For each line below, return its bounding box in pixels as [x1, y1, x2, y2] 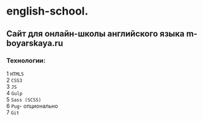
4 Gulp [6, 89, 23, 97]
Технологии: [6, 56, 46, 64]
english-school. [6, 4, 89, 18]
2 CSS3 [6, 76, 23, 83]
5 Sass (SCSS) [6, 95, 42, 103]
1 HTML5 [6, 70, 24, 77]
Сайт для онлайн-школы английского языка [6, 29, 185, 39]
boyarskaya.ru [6, 38, 63, 48]
